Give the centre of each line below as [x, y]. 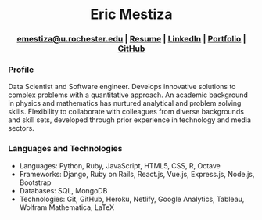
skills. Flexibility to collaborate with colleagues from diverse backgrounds [126, 112]
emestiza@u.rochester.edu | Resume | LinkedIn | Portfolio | [131, 39]
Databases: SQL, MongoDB [63, 190]
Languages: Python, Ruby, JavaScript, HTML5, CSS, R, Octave [120, 165]
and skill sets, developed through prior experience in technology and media [130, 120]
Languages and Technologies [65, 149]
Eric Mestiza [131, 14]
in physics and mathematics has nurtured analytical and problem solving [125, 103]
